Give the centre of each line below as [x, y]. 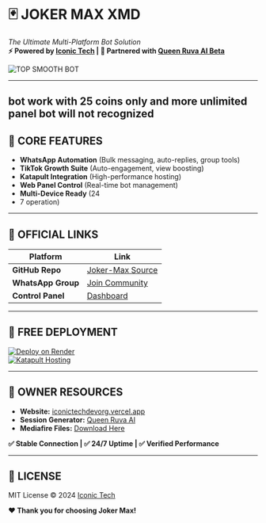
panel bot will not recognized [81, 114]
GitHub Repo [37, 269]
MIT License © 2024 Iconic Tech [62, 495]
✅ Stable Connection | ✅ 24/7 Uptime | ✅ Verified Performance [114, 443]
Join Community [117, 283]
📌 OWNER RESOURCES [66, 392]
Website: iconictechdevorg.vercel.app [82, 411]
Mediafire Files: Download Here [72, 428]
